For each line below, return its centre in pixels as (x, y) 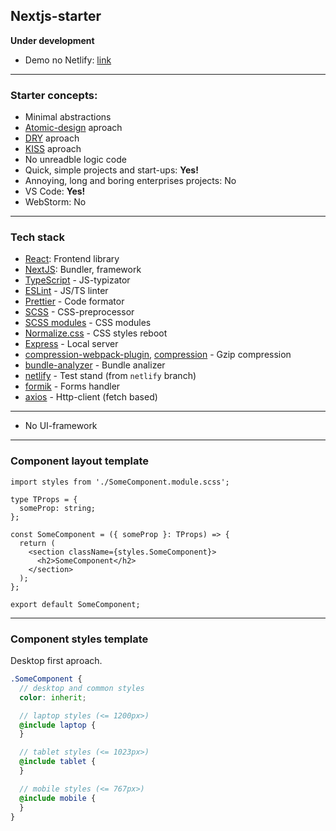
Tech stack (37, 237)
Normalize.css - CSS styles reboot (96, 333)
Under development (52, 40)
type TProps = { (44, 499)
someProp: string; (58, 508)
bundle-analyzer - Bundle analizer (95, 365)
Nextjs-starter (56, 16)
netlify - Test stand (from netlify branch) (110, 376)
